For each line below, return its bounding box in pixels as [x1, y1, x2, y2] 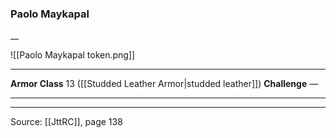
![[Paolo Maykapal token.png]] [10, 49, 136, 61]
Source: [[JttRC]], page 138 [10, 116, 123, 128]
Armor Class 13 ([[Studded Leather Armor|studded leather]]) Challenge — [10, 78, 319, 90]
